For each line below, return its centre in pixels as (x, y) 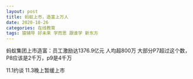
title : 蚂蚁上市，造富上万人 (37, 17)
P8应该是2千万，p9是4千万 (39, 58)
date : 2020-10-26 (27, 22)
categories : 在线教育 (31, 28)
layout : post (22, 11)
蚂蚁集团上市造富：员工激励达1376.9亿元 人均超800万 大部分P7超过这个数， (98, 51)
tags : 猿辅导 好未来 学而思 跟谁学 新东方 (52, 33)
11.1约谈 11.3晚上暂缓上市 (36, 70)
